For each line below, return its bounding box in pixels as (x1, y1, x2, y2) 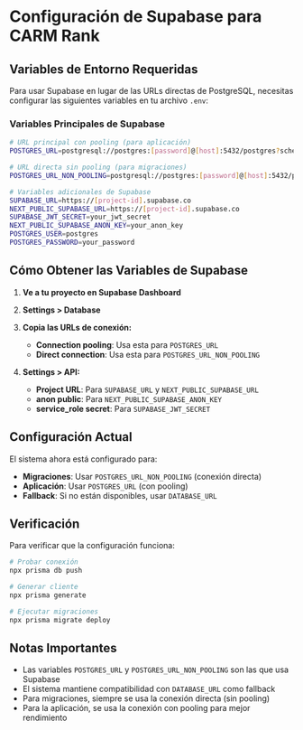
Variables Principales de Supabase (9, 117, 165, 130)
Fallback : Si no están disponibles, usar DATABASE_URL (22, 490, 218, 501)
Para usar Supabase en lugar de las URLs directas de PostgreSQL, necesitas (9, 86, 294, 96)
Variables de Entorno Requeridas (9, 61, 198, 77)
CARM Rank (9, 25, 101, 46)
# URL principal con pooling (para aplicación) (9, 138, 192, 147)
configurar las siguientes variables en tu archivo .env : (9, 95, 209, 106)
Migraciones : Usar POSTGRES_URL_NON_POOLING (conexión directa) (22, 471, 262, 482)
